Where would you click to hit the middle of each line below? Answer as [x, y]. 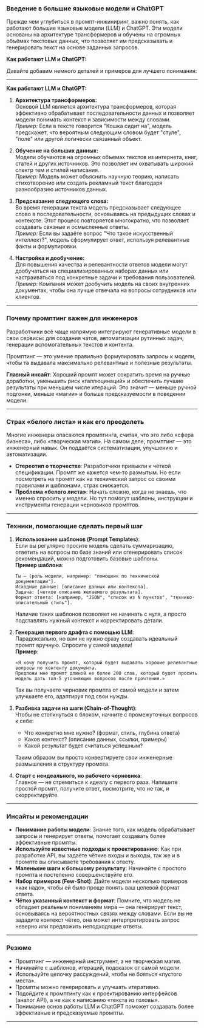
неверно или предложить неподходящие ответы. [79, 927]
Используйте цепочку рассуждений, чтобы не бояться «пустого [98, 974]
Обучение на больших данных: [57, 151]
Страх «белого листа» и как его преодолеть [75, 421]
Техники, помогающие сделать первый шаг [74, 526]
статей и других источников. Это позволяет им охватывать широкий [104, 164]
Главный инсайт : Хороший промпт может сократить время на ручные [98, 374]
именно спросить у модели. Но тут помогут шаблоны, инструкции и [104, 498]
